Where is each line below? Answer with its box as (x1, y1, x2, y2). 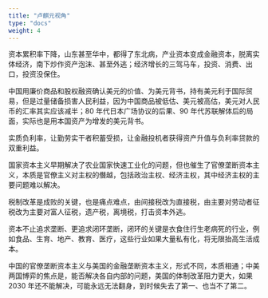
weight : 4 (8, 26, 41, 34)
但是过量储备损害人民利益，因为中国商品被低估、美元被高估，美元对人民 (22, 97, 260, 106)
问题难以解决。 (14, 181, 65, 190)
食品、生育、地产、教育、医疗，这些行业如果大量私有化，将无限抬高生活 (14, 234, 253, 244)
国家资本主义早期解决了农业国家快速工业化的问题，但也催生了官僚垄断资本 (8, 161, 253, 170)
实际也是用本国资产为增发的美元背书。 (22, 117, 148, 126)
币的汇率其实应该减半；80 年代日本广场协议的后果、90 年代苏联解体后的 (8, 106, 246, 116)
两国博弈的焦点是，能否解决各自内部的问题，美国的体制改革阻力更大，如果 (8, 271, 253, 280)
